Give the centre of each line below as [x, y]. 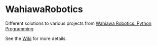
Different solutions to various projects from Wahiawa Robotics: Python [78, 23]
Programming [19, 28]
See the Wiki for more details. [36, 38]
